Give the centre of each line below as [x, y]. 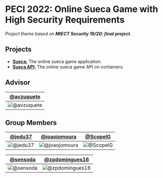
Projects [18, 49]
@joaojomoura [59, 137]
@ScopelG [98, 137]
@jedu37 [21, 137]
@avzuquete [25, 96]
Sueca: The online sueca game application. [57, 61]
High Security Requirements [65, 20]
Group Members [31, 123]
